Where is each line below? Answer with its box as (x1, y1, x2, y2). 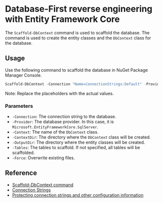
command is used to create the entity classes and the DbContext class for (5, 35, 151, 41)
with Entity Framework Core (5, 14, 120, 25)
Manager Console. (5, 72, 42, 78)
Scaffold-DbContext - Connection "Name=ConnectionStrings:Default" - (5, 82, 147, 86)
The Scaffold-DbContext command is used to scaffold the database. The (5, 30, 150, 35)
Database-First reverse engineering (5, 3, 153, 15)
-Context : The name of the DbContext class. (12, 129, 98, 135)
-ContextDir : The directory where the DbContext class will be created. (12, 134, 151, 140)
